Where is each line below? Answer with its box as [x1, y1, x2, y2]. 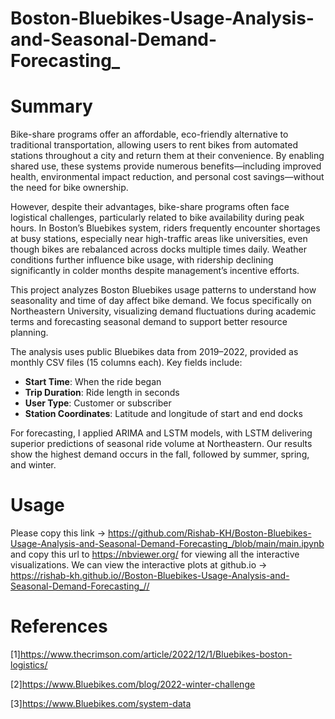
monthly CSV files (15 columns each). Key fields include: [10, 357, 243, 369]
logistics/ [10, 659, 48, 671]
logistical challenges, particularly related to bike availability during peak [10, 212, 305, 224]
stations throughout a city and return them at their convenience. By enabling [10, 150, 325, 162]
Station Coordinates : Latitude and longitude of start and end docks [24, 408, 303, 420]
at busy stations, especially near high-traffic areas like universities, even [10, 233, 308, 245]
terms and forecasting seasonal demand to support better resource [10, 316, 288, 328]
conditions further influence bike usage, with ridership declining [10, 254, 274, 266]
